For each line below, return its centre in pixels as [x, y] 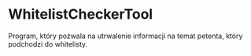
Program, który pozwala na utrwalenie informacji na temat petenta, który [125, 36]
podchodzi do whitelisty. [48, 44]
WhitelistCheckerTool [81, 14]
